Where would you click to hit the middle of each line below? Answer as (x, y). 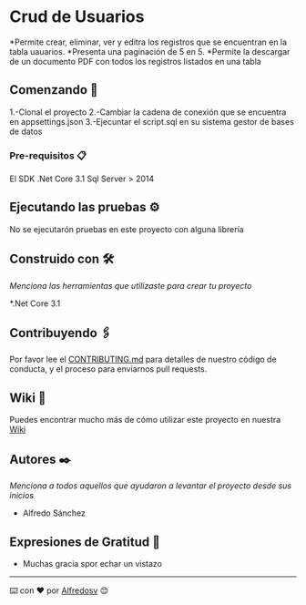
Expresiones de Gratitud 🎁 (85, 542)
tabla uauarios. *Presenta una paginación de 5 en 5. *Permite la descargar (150, 51)
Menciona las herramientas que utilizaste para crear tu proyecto (131, 285)
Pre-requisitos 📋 (48, 155)
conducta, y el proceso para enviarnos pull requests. (108, 369)
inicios (22, 496)
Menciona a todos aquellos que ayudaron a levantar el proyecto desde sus (151, 486)
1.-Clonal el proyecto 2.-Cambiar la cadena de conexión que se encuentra (148, 112)
